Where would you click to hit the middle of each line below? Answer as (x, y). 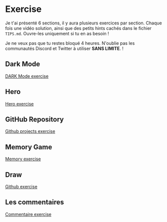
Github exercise (21, 187)
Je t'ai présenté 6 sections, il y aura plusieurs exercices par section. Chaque (83, 23)
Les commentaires (35, 202)
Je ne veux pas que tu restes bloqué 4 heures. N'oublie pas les (70, 43)
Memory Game (29, 147)
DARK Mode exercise (27, 76)
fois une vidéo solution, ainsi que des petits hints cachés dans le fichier (79, 28)
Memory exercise (23, 159)
